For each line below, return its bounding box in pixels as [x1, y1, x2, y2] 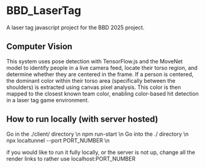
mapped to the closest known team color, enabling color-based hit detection [6, 89, 199, 97]
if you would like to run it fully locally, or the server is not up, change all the [6, 149, 196, 156]
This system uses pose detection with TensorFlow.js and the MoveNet [6, 57, 183, 65]
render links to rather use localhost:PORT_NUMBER [6, 155, 136, 162]
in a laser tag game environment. [6, 96, 89, 103]
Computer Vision [6, 41, 73, 52]
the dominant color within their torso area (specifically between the [6, 77, 176, 84]
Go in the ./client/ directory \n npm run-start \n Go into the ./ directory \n [6, 130, 188, 138]
